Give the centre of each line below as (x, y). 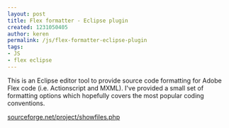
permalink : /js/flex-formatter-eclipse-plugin (77, 41)
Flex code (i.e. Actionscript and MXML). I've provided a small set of (106, 88)
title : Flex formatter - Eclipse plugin (68, 21)
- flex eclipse (30, 60)
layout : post (27, 14)
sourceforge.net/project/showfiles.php (64, 117)
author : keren (28, 34)
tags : (15, 47)
